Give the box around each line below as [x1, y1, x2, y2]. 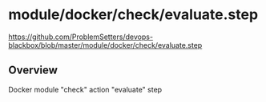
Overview [8, 64, 58, 77]
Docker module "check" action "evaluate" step [8, 84, 163, 94]
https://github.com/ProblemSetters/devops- [8, 32, 154, 41]
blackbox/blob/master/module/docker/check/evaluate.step [8, 40, 203, 49]
